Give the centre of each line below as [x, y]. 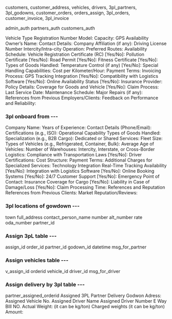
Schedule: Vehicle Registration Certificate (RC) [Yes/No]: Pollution [75, 54]
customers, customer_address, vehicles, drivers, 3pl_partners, [71, 7]
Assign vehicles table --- [37, 260]
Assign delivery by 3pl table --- [45, 285]
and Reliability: [21, 103]
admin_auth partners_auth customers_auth [50, 28]
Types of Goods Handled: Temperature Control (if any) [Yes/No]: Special [82, 65]
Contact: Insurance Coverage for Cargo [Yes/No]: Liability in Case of [78, 182]
